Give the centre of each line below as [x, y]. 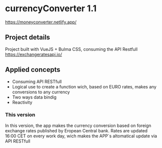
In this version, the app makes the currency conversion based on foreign [78, 126]
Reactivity [22, 102]
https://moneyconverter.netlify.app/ [41, 22]
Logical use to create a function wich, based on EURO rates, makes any [84, 86]
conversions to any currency [41, 92]
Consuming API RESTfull [37, 82]
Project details [28, 37]
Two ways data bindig [34, 97]
